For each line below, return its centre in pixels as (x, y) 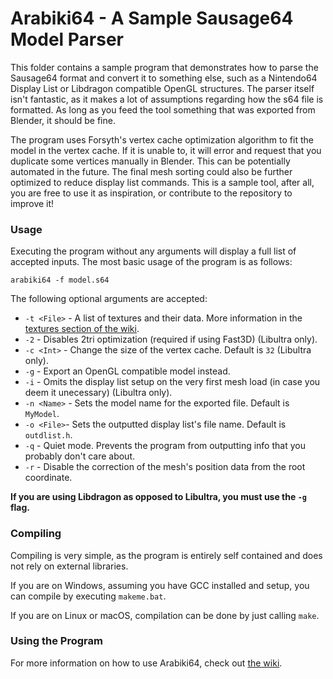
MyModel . (42, 414)
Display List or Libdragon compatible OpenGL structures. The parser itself (162, 88)
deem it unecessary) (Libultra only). (98, 393)
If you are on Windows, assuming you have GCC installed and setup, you (160, 585)
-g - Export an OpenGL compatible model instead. (127, 371)
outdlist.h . (48, 435)
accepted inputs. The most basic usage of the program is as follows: (151, 262)
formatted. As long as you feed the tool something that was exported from (163, 109)
